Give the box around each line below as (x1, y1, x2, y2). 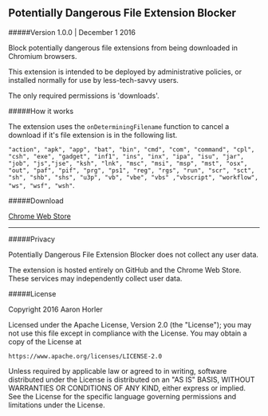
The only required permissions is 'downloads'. (8, 91, 160, 100)
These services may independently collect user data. (8, 273, 183, 283)
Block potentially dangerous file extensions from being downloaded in (8, 43, 238, 53)
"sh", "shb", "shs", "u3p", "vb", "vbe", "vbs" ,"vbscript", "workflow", (8, 173, 259, 182)
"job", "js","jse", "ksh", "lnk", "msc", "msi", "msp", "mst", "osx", (8, 159, 248, 167)
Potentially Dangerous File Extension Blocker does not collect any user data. (8, 249, 259, 259)
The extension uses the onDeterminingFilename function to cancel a (8, 121, 230, 131)
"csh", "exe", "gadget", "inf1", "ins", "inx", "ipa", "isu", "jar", (8, 152, 245, 160)
